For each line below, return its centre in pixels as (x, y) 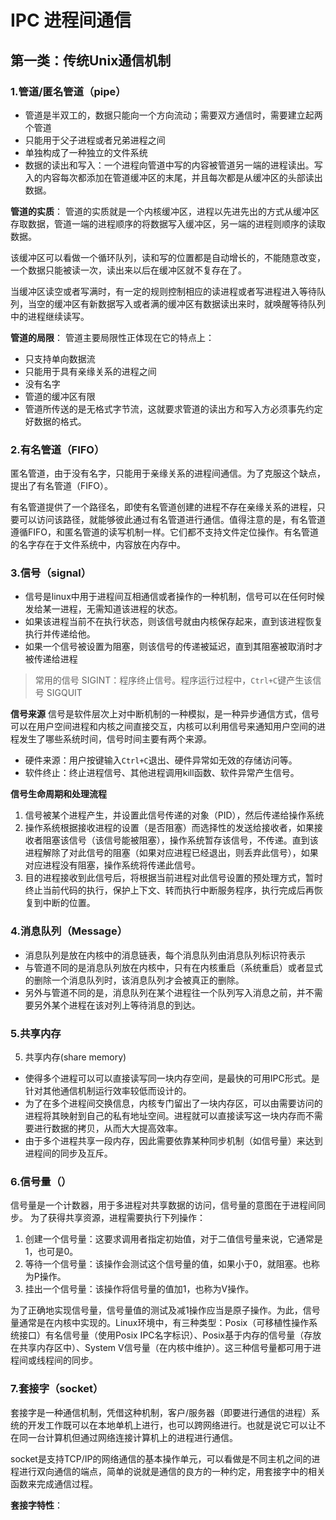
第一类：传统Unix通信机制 (91, 60)
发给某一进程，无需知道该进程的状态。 (103, 609)
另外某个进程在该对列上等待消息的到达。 (117, 1005)
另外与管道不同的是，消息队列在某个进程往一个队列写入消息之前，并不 (169, 992)
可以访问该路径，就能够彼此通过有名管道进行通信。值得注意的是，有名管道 (172, 520)
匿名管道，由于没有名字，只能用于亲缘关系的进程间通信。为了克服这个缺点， (168, 473)
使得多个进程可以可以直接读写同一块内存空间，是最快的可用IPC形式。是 (172, 1078)
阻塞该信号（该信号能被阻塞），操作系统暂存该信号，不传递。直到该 (180, 840)
